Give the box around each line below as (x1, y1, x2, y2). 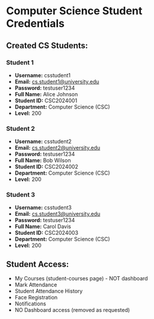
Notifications (14, 300, 46, 307)
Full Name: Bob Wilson (14, 157, 71, 164)
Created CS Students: (6, 40, 88, 50)
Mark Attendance (14, 281, 57, 289)
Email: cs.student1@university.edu (14, 78, 100, 85)
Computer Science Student (6, 4, 143, 18)
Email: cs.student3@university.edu (14, 210, 101, 217)
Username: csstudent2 (14, 138, 72, 145)
